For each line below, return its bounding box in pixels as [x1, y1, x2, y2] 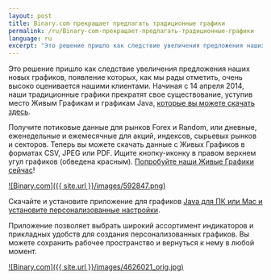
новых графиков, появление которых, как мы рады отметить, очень [8, 73, 244, 82]
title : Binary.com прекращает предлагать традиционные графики [8, 19, 226, 27]
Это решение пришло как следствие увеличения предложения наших [8, 64, 250, 73]
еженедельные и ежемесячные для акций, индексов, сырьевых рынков [8, 131, 256, 141]
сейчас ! [8, 165, 35, 175]
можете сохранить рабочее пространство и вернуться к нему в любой [8, 238, 255, 248]
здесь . [8, 107, 31, 117]
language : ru [8, 34, 52, 43]
